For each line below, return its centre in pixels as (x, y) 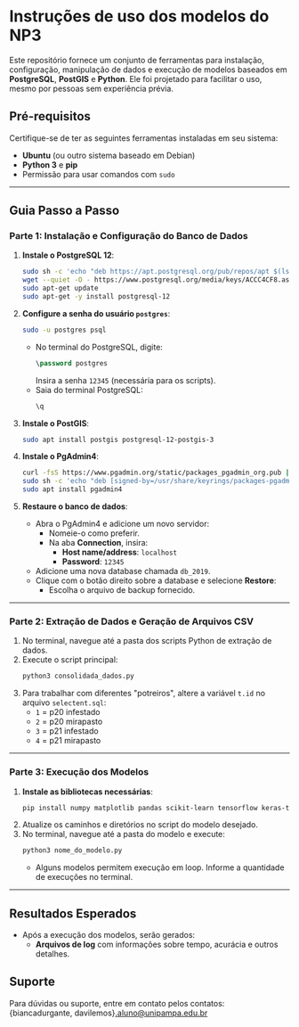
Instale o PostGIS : (56, 423)
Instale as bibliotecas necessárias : (87, 792)
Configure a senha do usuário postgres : (96, 313)
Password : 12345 (93, 562)
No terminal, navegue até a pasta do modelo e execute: (123, 834)
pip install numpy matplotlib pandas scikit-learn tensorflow (140, 808)
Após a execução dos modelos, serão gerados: (109, 935)
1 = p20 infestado (68, 712)
